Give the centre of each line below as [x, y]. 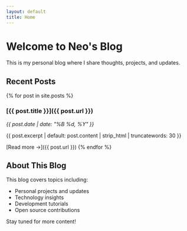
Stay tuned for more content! [41, 222]
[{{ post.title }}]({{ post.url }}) [50, 111]
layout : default [26, 12]
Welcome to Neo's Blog [64, 46]
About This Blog [36, 166]
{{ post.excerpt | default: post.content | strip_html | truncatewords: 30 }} [94, 135]
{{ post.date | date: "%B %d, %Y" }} [50, 124]
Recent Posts [31, 81]
